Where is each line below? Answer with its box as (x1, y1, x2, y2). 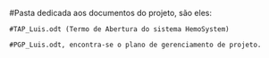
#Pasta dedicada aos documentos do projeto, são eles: (9, 8, 213, 18)
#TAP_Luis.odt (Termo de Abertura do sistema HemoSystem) (9, 25, 230, 34)
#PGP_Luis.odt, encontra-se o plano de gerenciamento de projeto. (9, 40, 262, 49)
